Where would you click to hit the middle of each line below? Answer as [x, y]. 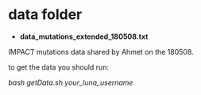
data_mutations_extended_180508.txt [84, 36]
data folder [45, 15]
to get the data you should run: [59, 67]
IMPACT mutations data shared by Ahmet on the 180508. [101, 51]
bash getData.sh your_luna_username [71, 82]
